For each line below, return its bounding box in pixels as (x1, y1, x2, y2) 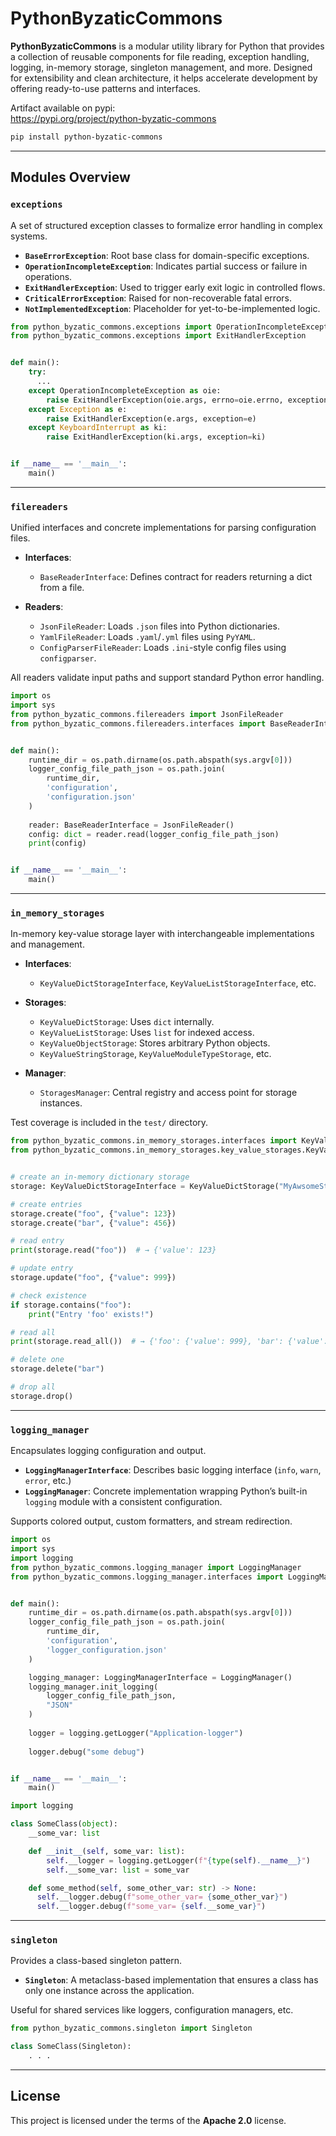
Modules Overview (10, 169, 131, 186)
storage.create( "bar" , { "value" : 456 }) (10, 1218, 177, 1228)
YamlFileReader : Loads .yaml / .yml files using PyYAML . (39, 631, 256, 643)
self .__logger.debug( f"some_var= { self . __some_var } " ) (36, 1902, 267, 1912)
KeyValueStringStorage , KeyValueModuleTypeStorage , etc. (39, 1048, 272, 1060)
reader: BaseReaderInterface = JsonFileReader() (28, 820, 235, 830)
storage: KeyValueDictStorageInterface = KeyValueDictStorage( (10, 1181, 280, 1191)
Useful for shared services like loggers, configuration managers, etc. (10, 2004, 294, 2016)
